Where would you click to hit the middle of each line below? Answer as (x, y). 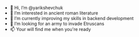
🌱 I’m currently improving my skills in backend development (72, 18)
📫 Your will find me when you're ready (50, 29)
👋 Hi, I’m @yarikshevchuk (37, 8)
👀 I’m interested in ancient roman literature (54, 13)
